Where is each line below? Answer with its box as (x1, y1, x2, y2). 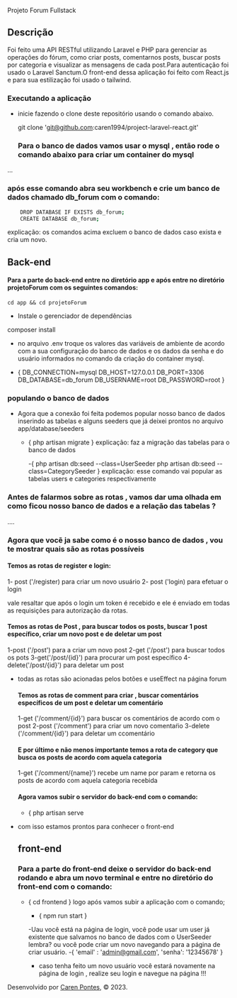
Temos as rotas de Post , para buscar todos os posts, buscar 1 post (7, 623, 207, 631)
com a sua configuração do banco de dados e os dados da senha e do (17, 347, 224, 356)
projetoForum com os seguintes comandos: (7, 283, 139, 292)
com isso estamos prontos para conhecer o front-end (17, 822, 175, 830)
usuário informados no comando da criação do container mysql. (17, 354, 205, 363)
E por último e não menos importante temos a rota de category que (17, 745, 219, 754)
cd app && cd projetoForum (7, 300, 87, 307)
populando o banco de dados (7, 393, 110, 403)
